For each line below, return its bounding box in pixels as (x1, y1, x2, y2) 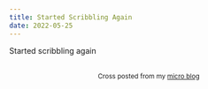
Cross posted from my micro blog (97, 71, 200, 80)
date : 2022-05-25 (9, 21, 73, 30)
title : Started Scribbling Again (9, 12, 133, 22)
